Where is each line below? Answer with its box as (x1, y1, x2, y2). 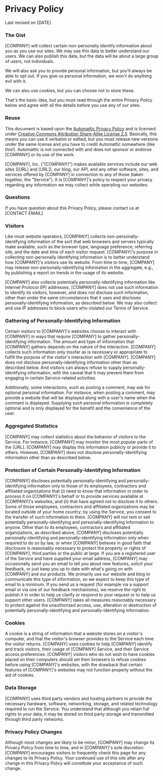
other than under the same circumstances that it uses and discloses (5, 295, 141, 301)
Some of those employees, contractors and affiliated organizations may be (5, 504, 155, 510)
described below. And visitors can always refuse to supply (5, 365, 122, 370)
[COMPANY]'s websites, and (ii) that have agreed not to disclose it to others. (5, 499, 159, 505)
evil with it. (5, 78, 27, 84)
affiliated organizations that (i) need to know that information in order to (5, 488, 148, 494)
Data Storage (5, 684, 37, 691)
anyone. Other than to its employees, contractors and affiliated (5, 525, 130, 531)
